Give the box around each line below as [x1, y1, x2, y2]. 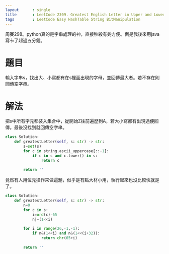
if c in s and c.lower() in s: [32, 153, 98, 158]
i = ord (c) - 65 [32, 212, 57, 217]
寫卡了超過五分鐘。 [5, 37, 45, 43]
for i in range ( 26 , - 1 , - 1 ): [23, 226, 80, 231]
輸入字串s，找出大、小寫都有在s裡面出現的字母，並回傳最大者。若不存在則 [5, 75, 160, 81]
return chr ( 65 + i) [41, 235, 78, 241]
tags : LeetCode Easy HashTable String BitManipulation [5, 17, 141, 22]
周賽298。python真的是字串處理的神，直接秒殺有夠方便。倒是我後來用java [5, 31, 160, 37]
